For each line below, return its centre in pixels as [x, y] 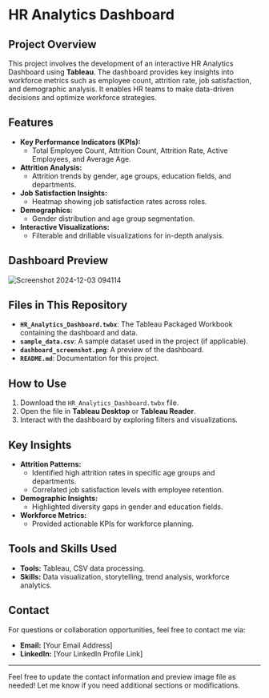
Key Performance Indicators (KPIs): [80, 142]
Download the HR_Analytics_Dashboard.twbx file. [99, 403]
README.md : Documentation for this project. [89, 359]
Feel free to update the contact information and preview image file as [122, 676]
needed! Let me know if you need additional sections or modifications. [124, 685]
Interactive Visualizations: [64, 227]
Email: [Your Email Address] [66, 645]
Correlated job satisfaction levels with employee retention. [128, 490]
